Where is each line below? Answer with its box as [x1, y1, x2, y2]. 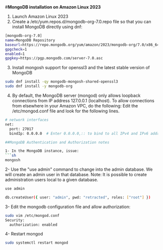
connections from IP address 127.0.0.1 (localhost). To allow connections [12, 98, 154, 104]
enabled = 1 [5, 51, 25, 56]
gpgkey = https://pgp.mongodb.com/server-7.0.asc [5, 56, 103, 61]
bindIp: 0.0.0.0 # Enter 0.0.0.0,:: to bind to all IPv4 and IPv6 [9, 131, 149, 136]
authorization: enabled [9, 222, 57, 227]
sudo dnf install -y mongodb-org [5, 84, 73, 89]
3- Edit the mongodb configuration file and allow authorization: [5, 204, 131, 210]
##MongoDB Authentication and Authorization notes [5, 140, 110, 145]
